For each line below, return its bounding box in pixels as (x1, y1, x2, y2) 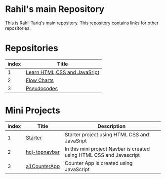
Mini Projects (5, 105, 60, 116)
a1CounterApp (25, 163, 60, 170)
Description (97, 122, 126, 129)
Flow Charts (25, 77, 54, 84)
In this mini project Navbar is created (64, 145, 150, 152)
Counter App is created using (64, 160, 133, 167)
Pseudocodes (25, 85, 58, 92)
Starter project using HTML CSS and (64, 131, 149, 138)
